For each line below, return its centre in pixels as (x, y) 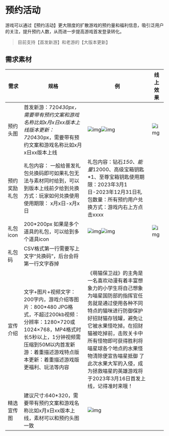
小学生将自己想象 (123, 288)
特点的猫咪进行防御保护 (115, 310)
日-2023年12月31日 (112, 192)
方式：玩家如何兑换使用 (51, 195)
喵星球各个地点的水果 (113, 348)
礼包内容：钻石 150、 (112, 162)
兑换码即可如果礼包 (51, 173)
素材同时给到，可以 (56, 180)
